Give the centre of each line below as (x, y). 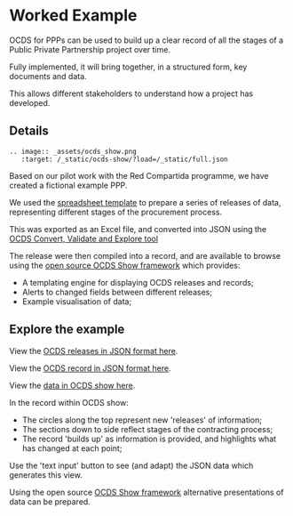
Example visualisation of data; (77, 301)
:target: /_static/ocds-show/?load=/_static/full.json (124, 159)
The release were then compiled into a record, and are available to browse (145, 255)
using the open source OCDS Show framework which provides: (125, 265)
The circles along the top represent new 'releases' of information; (142, 420)
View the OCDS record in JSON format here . (90, 368)
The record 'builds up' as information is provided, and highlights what (149, 439)
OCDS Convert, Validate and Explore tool (83, 238)
